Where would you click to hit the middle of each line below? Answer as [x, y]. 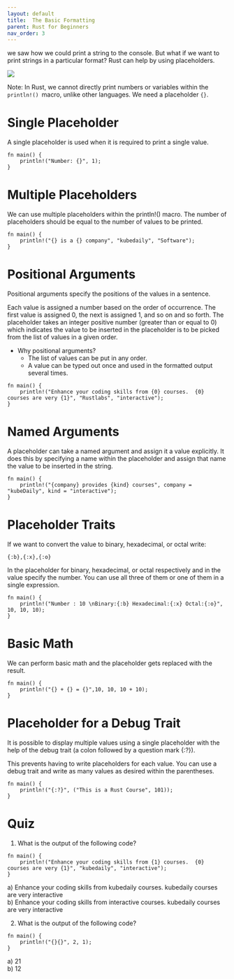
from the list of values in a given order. [63, 337]
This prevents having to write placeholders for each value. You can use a [112, 764]
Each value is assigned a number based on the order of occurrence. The [112, 308]
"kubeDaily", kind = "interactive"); [62, 491]
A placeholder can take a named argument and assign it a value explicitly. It [116, 451]
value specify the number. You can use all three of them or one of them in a [116, 577]
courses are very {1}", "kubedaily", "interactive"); [87, 868]
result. [16, 670]
